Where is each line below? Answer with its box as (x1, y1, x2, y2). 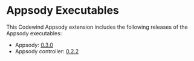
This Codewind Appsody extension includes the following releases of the (6, 23, 189, 30)
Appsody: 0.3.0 (15, 41, 53, 48)
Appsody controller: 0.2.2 (15, 47, 79, 54)
